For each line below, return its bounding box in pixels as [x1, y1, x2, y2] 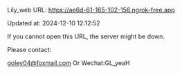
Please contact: [7, 46, 52, 53]
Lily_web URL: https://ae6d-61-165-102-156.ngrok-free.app [7, 6, 175, 14]
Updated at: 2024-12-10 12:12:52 [7, 19, 100, 27]
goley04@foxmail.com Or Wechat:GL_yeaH [7, 59, 130, 67]
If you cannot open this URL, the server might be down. [7, 32, 165, 40]
